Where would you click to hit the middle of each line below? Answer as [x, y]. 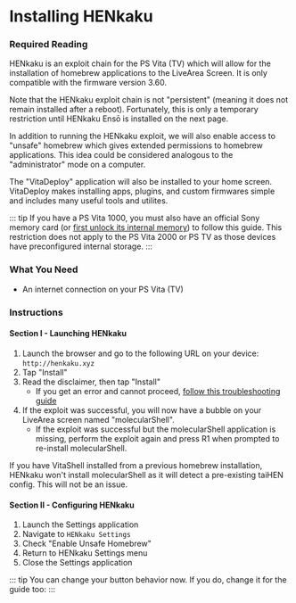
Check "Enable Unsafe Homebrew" [86, 544]
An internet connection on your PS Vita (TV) [103, 289]
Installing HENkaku [81, 17]
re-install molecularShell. [81, 448]
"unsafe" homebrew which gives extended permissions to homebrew [136, 145]
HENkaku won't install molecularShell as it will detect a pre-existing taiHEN [146, 475]
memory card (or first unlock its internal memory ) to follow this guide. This [146, 227]
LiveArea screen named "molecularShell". [99, 419]
